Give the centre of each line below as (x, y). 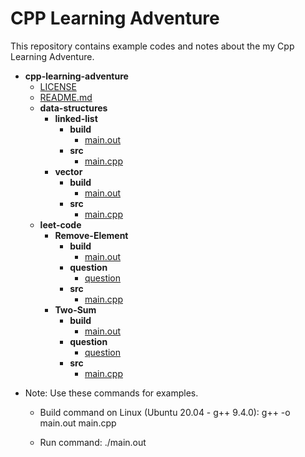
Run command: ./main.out (93, 442)
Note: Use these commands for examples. (111, 393)
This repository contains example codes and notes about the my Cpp (152, 46)
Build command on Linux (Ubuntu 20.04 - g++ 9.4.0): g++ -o (165, 412)
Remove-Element (91, 235)
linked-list (76, 118)
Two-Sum (75, 309)
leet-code (60, 224)
